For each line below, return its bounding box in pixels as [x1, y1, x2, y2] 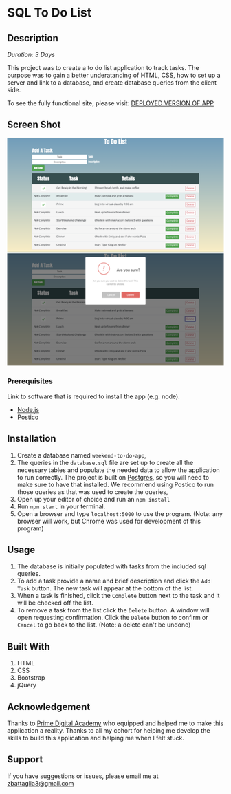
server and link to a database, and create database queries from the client [7, 78, 217, 87]
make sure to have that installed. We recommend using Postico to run [16, 480, 214, 489]
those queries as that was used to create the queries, [16, 487, 168, 496]
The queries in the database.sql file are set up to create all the [16, 458, 194, 466]
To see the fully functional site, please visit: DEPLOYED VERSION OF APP [7, 99, 214, 107]
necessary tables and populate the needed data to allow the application [16, 466, 220, 474]
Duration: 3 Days [7, 50, 55, 58]
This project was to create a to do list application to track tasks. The [7, 64, 199, 72]
